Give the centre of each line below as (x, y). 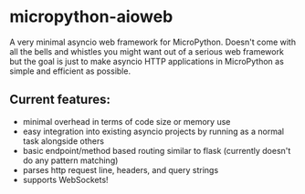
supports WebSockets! (65, 179)
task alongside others (63, 141)
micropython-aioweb (91, 17)
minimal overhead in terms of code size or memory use (126, 121)
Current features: (60, 100)
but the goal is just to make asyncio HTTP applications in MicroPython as (147, 61)
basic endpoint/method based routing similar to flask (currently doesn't (157, 150)
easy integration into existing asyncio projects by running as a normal (153, 131)
